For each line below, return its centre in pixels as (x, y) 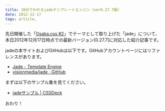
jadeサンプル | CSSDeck (37, 93)
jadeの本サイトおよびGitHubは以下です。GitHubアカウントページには (76, 51)
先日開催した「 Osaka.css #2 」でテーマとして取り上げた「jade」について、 (82, 34)
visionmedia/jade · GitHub (39, 72)
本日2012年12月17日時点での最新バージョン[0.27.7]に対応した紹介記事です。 (83, 40)
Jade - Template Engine (37, 67)
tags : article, (21, 19)
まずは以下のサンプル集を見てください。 (47, 82)
